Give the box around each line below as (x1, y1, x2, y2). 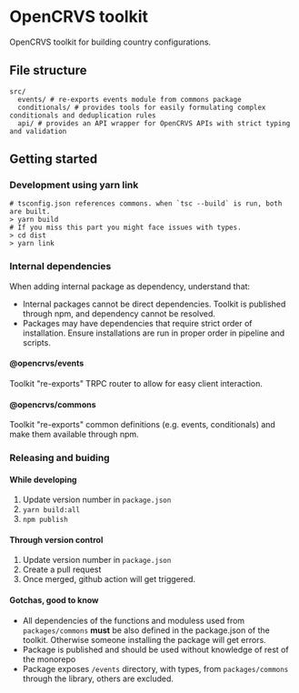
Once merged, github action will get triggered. (22, 574, 196, 585)
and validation (9, 126, 67, 136)
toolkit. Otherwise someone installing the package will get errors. (22, 634, 266, 645)
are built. (9, 207, 51, 216)
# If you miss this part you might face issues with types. (9, 223, 243, 233)
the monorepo (22, 653, 76, 665)
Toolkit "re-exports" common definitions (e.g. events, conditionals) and (9, 419, 275, 430)
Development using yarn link (9, 179, 139, 192)
